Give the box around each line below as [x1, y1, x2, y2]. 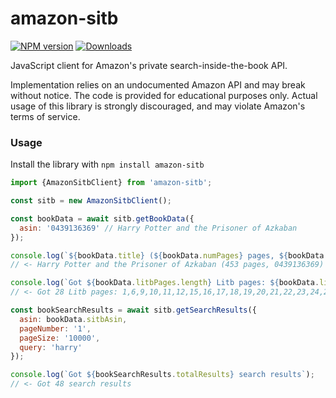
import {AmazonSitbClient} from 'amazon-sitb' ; [10, 178, 213, 188]
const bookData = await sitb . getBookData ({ [10, 213, 195, 224]
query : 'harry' [19, 342, 83, 352]
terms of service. [10, 110, 81, 122]
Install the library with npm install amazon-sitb [10, 158, 205, 171]
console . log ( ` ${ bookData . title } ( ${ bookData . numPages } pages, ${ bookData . [10, 250, 329, 261]
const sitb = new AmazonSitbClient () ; [10, 196, 172, 206]
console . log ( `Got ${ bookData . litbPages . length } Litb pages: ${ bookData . [10, 278, 320, 288]
